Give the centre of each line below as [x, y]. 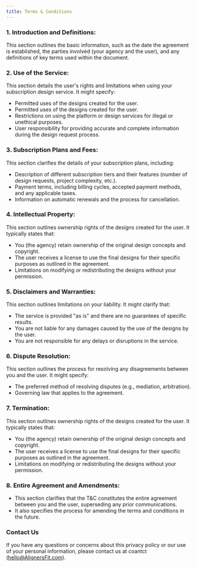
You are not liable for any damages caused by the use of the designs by [101, 328]
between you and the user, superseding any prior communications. [96, 504]
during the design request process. [57, 135]
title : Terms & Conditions [39, 11]
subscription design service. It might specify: [61, 92]
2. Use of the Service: [38, 72]
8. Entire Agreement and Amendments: [63, 485]
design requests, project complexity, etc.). [66, 180]
